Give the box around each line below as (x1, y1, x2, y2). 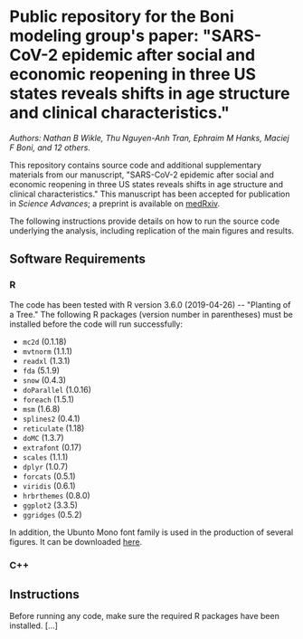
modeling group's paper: (9, 25, 199, 46)
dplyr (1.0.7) (22, 461, 69, 472)
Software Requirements (9, 252, 147, 267)
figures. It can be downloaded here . (9, 536, 143, 547)
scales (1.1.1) (22, 451, 69, 463)
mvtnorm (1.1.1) (22, 346, 72, 357)
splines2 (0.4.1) (22, 413, 80, 424)
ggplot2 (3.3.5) (22, 500, 79, 510)
